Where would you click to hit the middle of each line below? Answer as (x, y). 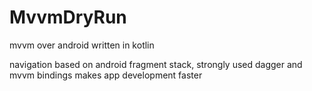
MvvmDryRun (68, 17)
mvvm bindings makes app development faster (106, 75)
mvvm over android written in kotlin (82, 45)
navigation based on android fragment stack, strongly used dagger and (156, 64)
